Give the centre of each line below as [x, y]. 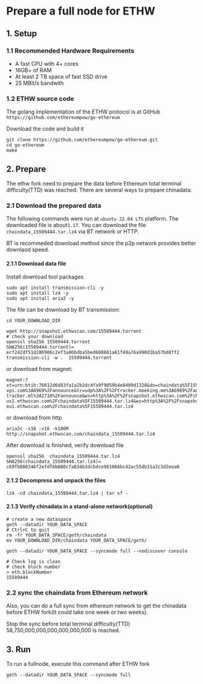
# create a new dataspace [39, 519]
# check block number [34, 567]
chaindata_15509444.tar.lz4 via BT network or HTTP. [72, 231]
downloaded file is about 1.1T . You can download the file [76, 225]
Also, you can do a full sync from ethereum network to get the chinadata [96, 606]
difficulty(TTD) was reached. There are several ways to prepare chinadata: [99, 190]
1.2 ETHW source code [40, 98]
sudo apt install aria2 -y [40, 298]
